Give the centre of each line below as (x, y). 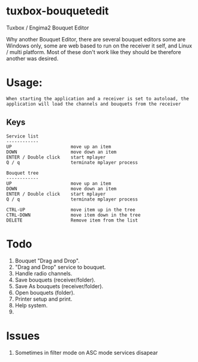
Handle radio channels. (43, 273)
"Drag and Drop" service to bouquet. (60, 267)
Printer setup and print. (43, 299)
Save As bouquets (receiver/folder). (59, 286)
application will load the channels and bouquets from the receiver (94, 104)
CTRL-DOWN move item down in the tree (73, 215)
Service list (22, 136)
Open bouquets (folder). (45, 292)
